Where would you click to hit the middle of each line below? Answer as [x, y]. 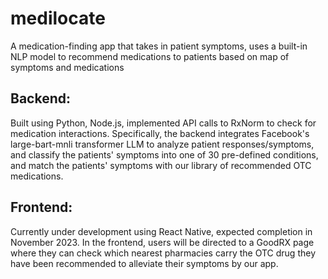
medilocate [58, 18]
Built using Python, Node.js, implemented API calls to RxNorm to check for [163, 123]
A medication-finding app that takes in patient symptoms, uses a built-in [159, 46]
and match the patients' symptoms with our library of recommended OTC [161, 165]
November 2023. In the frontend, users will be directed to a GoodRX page [162, 242]
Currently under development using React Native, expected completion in [161, 231]
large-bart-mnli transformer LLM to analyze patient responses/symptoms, [162, 144]
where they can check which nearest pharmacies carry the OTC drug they [163, 253]
